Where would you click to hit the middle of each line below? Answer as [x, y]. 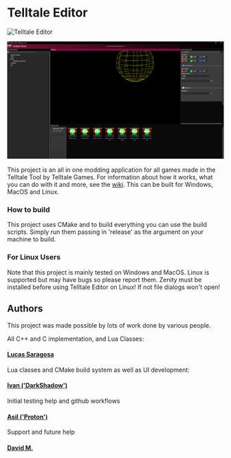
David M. [20, 448]
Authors [25, 309]
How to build [29, 210]
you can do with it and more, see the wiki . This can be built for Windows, [110, 185]
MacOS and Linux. [33, 192]
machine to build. [32, 239]
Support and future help [41, 432]
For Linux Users [34, 257]
